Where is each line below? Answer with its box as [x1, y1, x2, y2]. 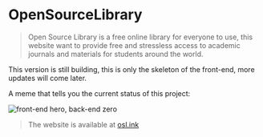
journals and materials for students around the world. [27, 49, 204, 58]
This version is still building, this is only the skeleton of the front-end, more [8, 64, 255, 74]
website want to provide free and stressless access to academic [27, 40, 241, 50]
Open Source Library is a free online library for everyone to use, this [27, 32, 253, 42]
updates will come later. [8, 73, 87, 83]
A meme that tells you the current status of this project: [8, 88, 191, 98]
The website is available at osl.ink [27, 119, 140, 129]
